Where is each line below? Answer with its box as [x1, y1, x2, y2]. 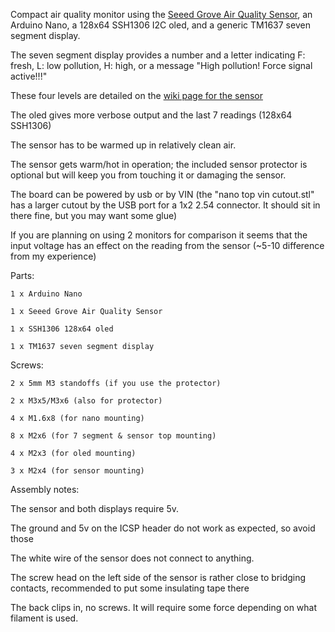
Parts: [10, 270, 35, 281]
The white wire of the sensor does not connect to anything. [10, 552, 255, 564]
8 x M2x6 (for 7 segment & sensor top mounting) [10, 431, 217, 441]
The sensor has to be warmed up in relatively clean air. [10, 139, 237, 151]
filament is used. [10, 612, 79, 624]
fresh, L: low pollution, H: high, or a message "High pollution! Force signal [10, 60, 313, 71]
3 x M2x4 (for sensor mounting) [10, 466, 145, 476]
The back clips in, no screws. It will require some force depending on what [10, 602, 318, 613]
